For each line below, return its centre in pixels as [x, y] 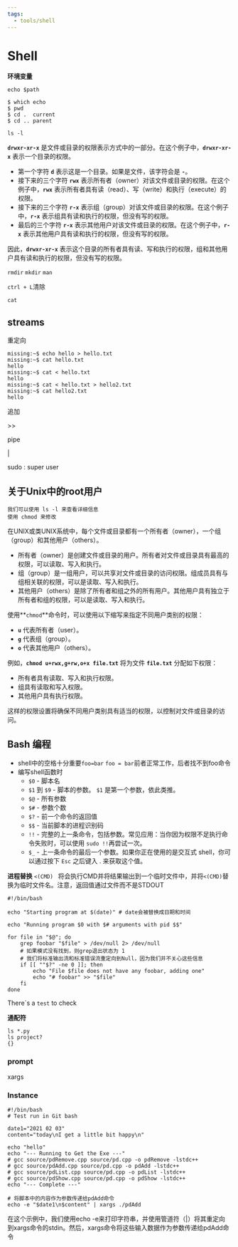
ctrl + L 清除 [27, 287]
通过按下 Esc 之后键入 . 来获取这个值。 [91, 861]
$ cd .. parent [30, 121]
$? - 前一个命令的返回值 [63, 816]
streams [26, 322]
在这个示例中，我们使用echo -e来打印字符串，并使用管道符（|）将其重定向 [117, 1219]
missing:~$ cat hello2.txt [47, 391]
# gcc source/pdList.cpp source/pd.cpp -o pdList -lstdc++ [97, 1172]
